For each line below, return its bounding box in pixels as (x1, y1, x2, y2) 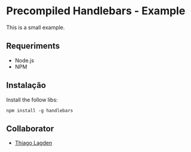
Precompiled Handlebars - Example (6, 4, 186, 18)
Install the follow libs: (6, 96, 58, 103)
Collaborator (6, 123, 54, 134)
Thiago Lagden (14, 140, 53, 147)
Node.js (14, 56, 35, 64)
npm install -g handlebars (6, 107, 73, 113)
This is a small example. (6, 24, 65, 31)
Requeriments (6, 41, 60, 51)
